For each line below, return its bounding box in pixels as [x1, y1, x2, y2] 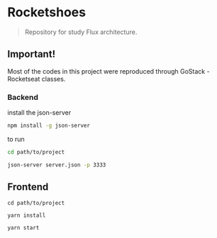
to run [7, 135, 25, 143]
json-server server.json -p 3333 [7, 161, 106, 169]
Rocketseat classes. [7, 74, 66, 83]
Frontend [7, 181, 49, 193]
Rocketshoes [7, 4, 87, 21]
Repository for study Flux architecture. [24, 28, 138, 36]
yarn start [7, 225, 40, 232]
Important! [7, 48, 55, 60]
